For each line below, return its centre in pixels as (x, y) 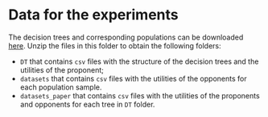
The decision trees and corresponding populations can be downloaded (126, 37)
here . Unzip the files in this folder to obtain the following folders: (115, 45)
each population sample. (61, 87)
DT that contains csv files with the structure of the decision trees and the (139, 61)
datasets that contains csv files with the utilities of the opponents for (133, 78)
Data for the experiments (93, 15)
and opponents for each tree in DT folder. (87, 104)
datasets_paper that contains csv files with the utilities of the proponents (140, 95)
